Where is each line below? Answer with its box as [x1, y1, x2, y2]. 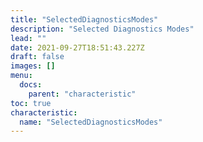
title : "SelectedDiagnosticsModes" [10, 14, 159, 25]
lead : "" [10, 33, 47, 43]
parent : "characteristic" [28, 89, 137, 99]
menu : [10, 71, 33, 81]
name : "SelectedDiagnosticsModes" [19, 117, 163, 127]
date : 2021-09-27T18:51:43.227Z [10, 42, 145, 53]
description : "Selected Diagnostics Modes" [10, 24, 195, 34]
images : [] [10, 61, 56, 71]
